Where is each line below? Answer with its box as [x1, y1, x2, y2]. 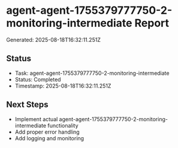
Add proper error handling [14, 128, 80, 135]
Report [134, 16, 170, 30]
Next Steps [6, 99, 49, 110]
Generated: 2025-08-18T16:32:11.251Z [6, 36, 101, 43]
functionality [47, 122, 79, 129]
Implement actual [14, 115, 58, 123]
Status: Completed [14, 75, 61, 83]
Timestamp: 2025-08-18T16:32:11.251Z [14, 82, 111, 89]
